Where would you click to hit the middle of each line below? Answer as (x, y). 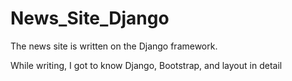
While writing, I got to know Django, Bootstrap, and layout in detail (146, 65)
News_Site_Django (90, 18)
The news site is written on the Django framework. (114, 46)
